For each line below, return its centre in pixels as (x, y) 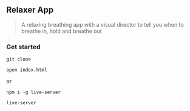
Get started (23, 47)
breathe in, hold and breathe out (61, 31)
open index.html (27, 70)
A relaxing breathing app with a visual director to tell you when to (102, 24)
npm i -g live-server (34, 92)
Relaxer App (30, 10)
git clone (19, 59)
